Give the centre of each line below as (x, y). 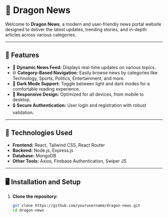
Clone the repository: (35, 196)
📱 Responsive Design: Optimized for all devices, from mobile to (78, 94)
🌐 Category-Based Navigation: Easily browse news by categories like (85, 73)
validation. (23, 112)
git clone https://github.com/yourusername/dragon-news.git (76, 206)
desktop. (21, 99)
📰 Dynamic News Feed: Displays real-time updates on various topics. (84, 67)
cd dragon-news (28, 210)
